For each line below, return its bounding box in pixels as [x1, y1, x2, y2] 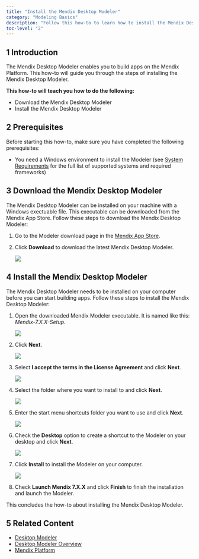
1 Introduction [6, 47, 58, 57]
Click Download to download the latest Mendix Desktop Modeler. [14, 243, 174, 250]
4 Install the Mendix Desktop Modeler [6, 272, 147, 282]
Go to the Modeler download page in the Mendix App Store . [14, 232, 161, 239]
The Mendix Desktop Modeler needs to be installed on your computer [6, 288, 176, 295]
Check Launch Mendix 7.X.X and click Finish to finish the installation [14, 483, 184, 491]
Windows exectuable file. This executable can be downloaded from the [6, 208, 179, 215]
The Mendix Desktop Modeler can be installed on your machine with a [6, 202, 177, 209]
